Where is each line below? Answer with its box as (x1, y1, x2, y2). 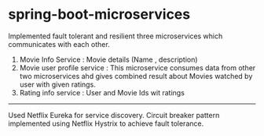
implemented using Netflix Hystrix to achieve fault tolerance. (8, 119, 204, 128)
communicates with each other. (8, 39, 110, 48)
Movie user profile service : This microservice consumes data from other (19, 63, 256, 72)
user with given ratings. (19, 80, 96, 89)
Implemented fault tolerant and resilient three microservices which (8, 31, 223, 41)
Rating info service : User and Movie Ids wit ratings (19, 88, 185, 97)
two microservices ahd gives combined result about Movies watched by (19, 71, 253, 81)
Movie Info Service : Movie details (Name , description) (19, 55, 198, 64)
